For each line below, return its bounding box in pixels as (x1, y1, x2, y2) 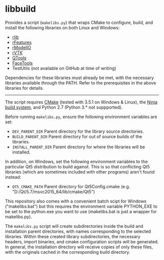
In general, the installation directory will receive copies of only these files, (5, 244, 153, 250)
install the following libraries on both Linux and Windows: (5, 24, 120, 30)
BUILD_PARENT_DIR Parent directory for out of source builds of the (12, 133, 143, 140)
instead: (5, 174, 21, 180)
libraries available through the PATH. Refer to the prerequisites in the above (5, 80, 156, 86)
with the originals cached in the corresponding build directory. (5, 249, 130, 255)
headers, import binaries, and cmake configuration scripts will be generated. (5, 239, 159, 244)
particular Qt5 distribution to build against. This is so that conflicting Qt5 (5, 163, 150, 169)
